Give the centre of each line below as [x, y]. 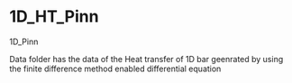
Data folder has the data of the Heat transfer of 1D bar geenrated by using [146, 59]
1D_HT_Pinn [54, 17]
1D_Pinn [24, 41]
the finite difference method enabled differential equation [115, 69]
